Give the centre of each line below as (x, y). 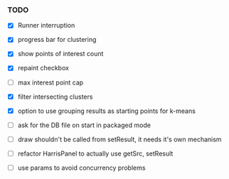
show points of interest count (60, 54)
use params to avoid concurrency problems (81, 168)
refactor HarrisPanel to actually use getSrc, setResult (95, 153)
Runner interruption (46, 26)
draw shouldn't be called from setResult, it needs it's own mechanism (119, 139)
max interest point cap (50, 82)
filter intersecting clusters (55, 97)
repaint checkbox (43, 68)
